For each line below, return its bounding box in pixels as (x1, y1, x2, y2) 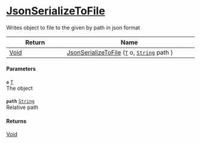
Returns (6, 117, 27, 124)
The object (6, 85, 33, 92)
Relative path (6, 104, 39, 111)
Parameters (6, 65, 36, 72)
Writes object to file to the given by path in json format (6, 24, 141, 31)
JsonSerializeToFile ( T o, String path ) (66, 48, 173, 56)
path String (6, 99, 35, 105)
